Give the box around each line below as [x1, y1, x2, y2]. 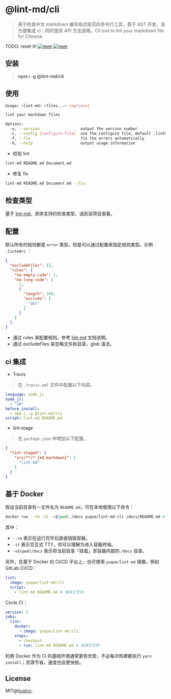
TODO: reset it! [5, 43, 37, 49]
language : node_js [5, 392, 44, 397]
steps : [14, 633, 28, 638]
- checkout [18, 638, 42, 643]
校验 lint [12, 150, 30, 156]
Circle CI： [5, 599, 28, 605]
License [5, 674, 31, 683]
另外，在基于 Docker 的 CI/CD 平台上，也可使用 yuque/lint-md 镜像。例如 [5, 558, 159, 565]
